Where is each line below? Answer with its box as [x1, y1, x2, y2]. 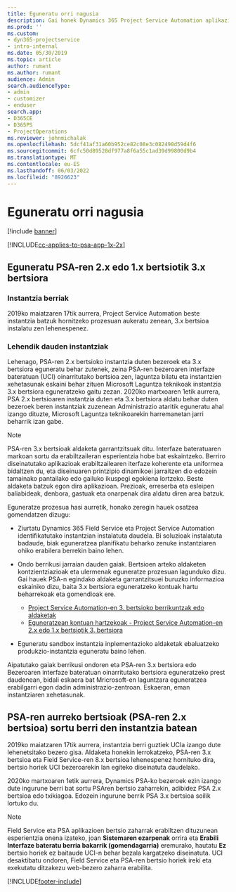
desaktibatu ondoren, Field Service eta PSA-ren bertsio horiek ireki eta [7, 856, 212, 865]
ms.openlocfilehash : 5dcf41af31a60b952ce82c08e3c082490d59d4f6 [7, 141, 197, 148]
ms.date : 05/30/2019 [7, 50, 68, 57]
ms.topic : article [7, 56, 61, 63]
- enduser [7, 102, 37, 109]
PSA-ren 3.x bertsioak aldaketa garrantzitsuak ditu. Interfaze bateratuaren [7, 444, 221, 453]
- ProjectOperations [7, 128, 68, 135]
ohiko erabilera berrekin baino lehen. [17, 546, 124, 555]
